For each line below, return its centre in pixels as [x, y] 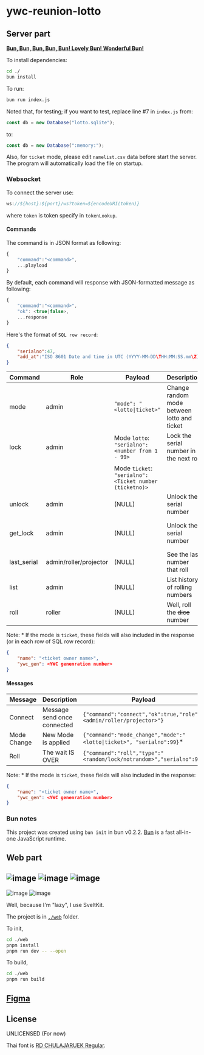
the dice [178, 612]
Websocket [23, 179]
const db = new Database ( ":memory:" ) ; [55, 145]
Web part [24, 858]
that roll [178, 570]
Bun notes [22, 819]
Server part [28, 34]
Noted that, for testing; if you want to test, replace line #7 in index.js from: [100, 111]
